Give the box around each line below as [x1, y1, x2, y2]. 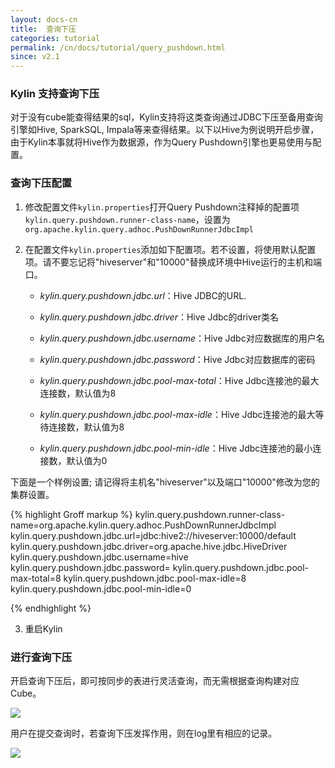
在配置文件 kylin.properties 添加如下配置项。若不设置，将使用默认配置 [24, 243, 317, 255]
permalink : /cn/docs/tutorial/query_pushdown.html [10, 42, 226, 53]
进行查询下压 [10, 650, 73, 664]
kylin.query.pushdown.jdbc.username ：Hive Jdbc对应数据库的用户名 [39, 332, 325, 344]
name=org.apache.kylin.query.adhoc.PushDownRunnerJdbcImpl [10, 519, 277, 531]
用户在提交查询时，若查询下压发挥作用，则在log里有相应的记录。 [10, 727, 278, 740]
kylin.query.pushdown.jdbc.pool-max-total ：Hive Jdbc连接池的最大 [39, 374, 320, 386]
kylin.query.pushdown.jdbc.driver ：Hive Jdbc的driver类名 [39, 311, 279, 323]
